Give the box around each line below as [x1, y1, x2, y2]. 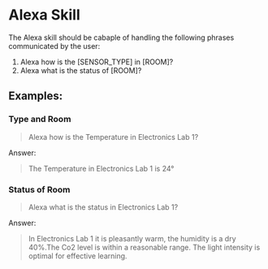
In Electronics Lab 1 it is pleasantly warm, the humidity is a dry [28, 233, 237, 243]
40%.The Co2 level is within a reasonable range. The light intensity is [28, 242, 261, 252]
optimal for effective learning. [28, 250, 128, 261]
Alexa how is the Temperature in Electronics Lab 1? [28, 132, 199, 141]
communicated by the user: [8, 41, 101, 50]
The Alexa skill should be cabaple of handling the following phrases [8, 33, 235, 42]
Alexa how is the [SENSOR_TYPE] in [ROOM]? [19, 57, 174, 67]
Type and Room [8, 114, 71, 125]
